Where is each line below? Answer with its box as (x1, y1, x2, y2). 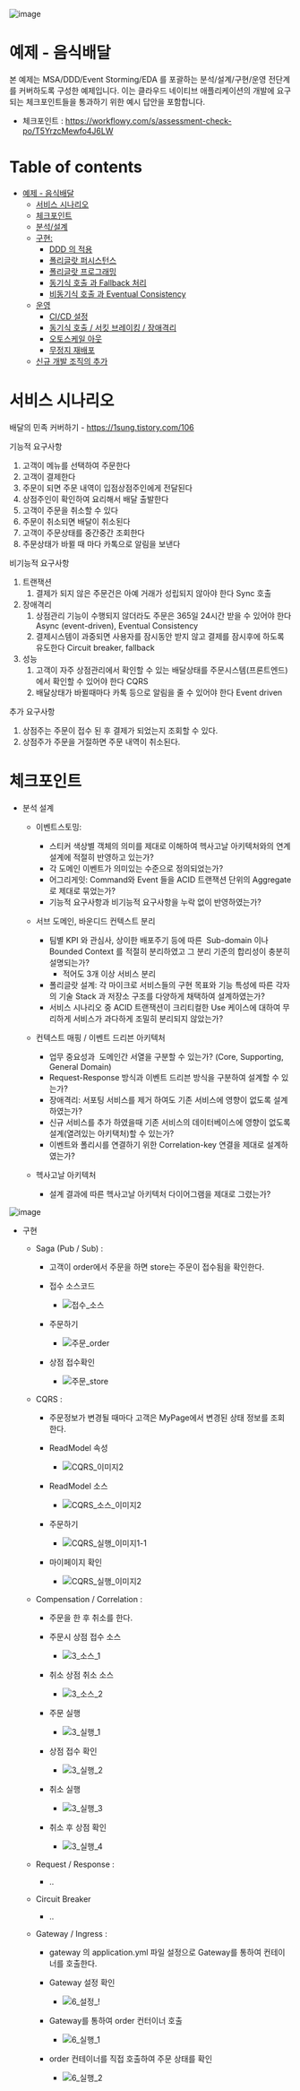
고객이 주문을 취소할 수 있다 (21, 505, 119, 516)
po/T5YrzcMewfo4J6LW (21, 126, 114, 136)
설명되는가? (48, 957, 90, 967)
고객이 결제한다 (21, 471, 76, 482)
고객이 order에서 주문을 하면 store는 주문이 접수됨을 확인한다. (48, 1261, 265, 1272)
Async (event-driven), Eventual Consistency (35, 620, 199, 631)
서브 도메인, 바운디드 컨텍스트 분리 (35, 915, 156, 926)
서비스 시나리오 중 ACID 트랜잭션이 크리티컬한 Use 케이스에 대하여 (48, 1002, 281, 1012)
